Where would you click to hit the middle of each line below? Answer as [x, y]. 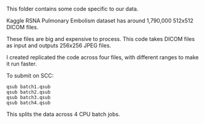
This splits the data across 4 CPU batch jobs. [63, 114]
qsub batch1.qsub [29, 87]
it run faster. [21, 64]
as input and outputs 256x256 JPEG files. [59, 46]
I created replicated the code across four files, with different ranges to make [102, 57]
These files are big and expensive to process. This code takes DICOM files [101, 39]
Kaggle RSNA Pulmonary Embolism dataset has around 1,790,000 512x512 [100, 20]
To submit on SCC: [30, 75]
